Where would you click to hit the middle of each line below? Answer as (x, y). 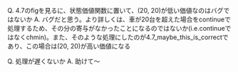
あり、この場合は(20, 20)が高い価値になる (69, 46)
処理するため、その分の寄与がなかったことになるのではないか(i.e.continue (117, 28)
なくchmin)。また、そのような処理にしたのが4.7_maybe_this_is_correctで (121, 37)
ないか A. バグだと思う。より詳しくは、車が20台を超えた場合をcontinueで (122, 19)
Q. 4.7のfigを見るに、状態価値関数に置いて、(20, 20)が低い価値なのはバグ (115, 10)
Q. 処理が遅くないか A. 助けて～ (54, 61)
